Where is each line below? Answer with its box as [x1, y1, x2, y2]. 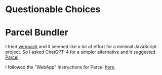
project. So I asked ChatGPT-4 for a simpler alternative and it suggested [5, 49, 156, 55]
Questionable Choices [5, 4, 101, 15]
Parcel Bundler [5, 27, 68, 39]
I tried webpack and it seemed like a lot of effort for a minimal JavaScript [5, 44, 157, 50]
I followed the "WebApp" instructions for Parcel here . [5, 64, 116, 70]
